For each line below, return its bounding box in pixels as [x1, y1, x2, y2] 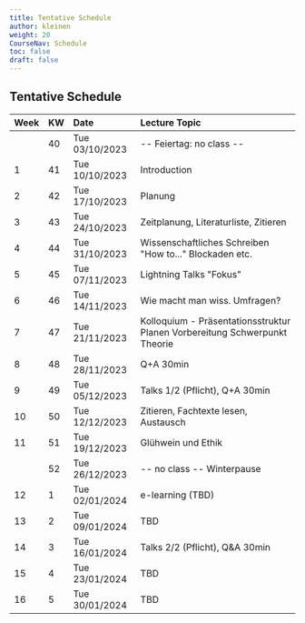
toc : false [9, 47, 51, 56]
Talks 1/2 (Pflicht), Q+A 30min [140, 384, 271, 397]
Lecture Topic [140, 116, 202, 128]
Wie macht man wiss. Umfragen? [140, 294, 281, 306]
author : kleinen [9, 22, 71, 31]
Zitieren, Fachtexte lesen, [140, 404, 248, 417]
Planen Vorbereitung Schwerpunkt [140, 326, 288, 338]
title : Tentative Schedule [9, 13, 112, 23]
